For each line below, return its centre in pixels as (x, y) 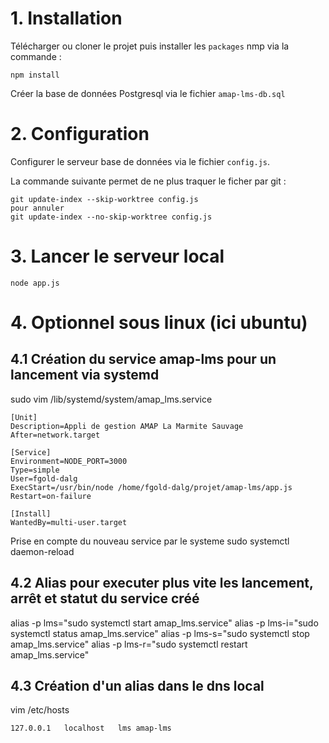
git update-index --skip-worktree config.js (104, 199)
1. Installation (66, 18)
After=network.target (55, 435)
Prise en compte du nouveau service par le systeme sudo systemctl (150, 541)
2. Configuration (80, 134)
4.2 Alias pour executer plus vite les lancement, (162, 583)
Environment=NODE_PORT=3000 (69, 461)
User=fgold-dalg (44, 478)
